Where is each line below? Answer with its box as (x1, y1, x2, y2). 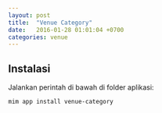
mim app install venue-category (8, 98, 113, 106)
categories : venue (8, 33, 68, 41)
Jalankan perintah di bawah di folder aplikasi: (8, 83, 154, 92)
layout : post (8, 11, 51, 19)
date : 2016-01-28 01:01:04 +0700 (8, 26, 124, 34)
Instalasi (8, 62, 51, 75)
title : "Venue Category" (8, 19, 92, 26)
